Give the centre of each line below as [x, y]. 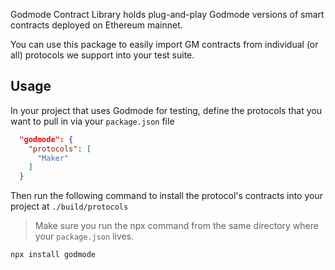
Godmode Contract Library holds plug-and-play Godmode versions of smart [167, 14]
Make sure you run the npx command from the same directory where [176, 226]
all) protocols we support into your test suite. [102, 55]
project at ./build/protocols [69, 206]
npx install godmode [53, 255]
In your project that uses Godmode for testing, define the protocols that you [166, 110]
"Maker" [53, 158]
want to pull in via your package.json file [92, 121]
